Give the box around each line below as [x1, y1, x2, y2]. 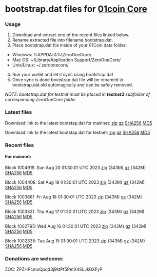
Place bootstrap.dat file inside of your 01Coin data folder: [12, 43, 127, 48]
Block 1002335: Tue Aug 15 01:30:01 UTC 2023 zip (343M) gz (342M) [5, 238, 145, 244]
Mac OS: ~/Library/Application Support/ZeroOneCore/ [12, 57, 121, 63]
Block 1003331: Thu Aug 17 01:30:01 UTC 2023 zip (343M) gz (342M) [5, 209, 145, 214]
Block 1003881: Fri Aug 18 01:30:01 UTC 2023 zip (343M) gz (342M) [5, 194, 142, 200]
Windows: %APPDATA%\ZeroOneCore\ [12, 52, 92, 58]
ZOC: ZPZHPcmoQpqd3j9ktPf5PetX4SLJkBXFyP [5, 266, 103, 272]
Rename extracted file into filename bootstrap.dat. [12, 37, 113, 43]
